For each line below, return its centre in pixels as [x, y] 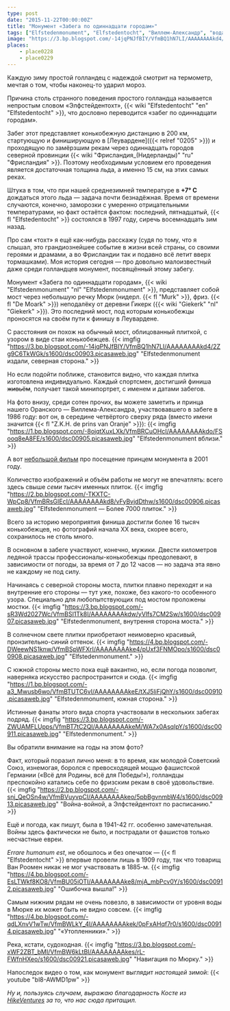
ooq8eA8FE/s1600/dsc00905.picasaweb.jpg [70, 438]
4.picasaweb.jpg [30, 931]
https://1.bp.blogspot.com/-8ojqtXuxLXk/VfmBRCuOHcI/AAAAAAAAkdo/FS [116, 431]
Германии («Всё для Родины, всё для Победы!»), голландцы [95, 775]
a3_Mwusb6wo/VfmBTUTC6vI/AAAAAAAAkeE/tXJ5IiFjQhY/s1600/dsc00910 [115, 691]
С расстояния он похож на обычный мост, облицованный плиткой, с [107, 332]
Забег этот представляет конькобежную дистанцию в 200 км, [98, 133]
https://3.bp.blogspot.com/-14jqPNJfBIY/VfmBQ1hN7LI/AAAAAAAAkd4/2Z [115, 346]
